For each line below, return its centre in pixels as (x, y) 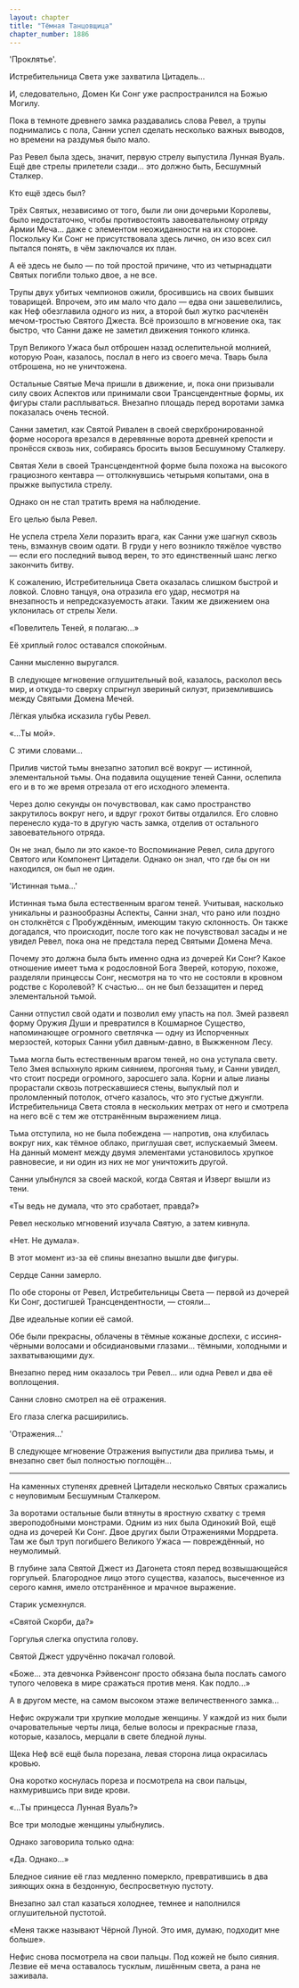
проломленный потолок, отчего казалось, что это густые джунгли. (137, 1097)
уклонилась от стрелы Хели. (64, 611)
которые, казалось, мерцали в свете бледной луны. (108, 1736)
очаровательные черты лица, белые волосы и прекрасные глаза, (133, 1728)
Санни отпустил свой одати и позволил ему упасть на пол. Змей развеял (149, 1014)
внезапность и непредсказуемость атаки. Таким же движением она (139, 601)
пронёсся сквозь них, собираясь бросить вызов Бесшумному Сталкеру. (148, 449)
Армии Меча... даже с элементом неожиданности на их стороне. (133, 229)
